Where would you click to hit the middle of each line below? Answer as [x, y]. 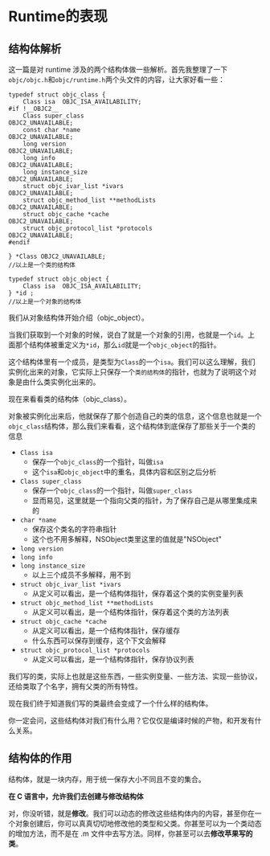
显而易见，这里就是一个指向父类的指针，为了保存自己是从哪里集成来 [145, 500]
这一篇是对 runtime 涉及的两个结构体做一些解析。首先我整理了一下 [118, 70]
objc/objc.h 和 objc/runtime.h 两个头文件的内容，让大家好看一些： [117, 80]
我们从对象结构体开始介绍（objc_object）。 [78, 317]
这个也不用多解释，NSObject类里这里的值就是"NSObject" [127, 539]
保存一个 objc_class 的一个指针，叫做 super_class [112, 490]
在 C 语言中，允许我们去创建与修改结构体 [76, 796]
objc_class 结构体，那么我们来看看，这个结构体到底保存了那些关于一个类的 [132, 426]
